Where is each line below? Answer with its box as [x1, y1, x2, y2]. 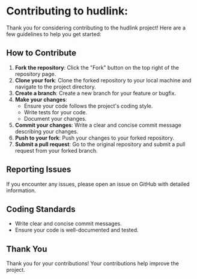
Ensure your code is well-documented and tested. [14, 227, 139, 234]
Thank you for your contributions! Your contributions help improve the [6, 260, 179, 267]
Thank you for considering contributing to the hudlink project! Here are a [6, 24, 186, 31]
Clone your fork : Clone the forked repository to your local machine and [14, 76, 192, 84]
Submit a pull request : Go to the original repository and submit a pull [14, 140, 186, 148]
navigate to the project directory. [14, 83, 96, 90]
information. [6, 186, 37, 194]
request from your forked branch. [14, 147, 98, 154]
